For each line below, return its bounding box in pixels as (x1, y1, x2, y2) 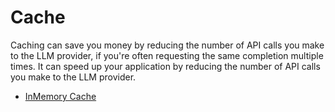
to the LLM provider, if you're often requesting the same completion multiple (10, 49, 324, 61)
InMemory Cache (24, 90, 97, 102)
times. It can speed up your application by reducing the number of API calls (10, 60, 321, 72)
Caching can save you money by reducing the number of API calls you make (10, 39, 325, 51)
